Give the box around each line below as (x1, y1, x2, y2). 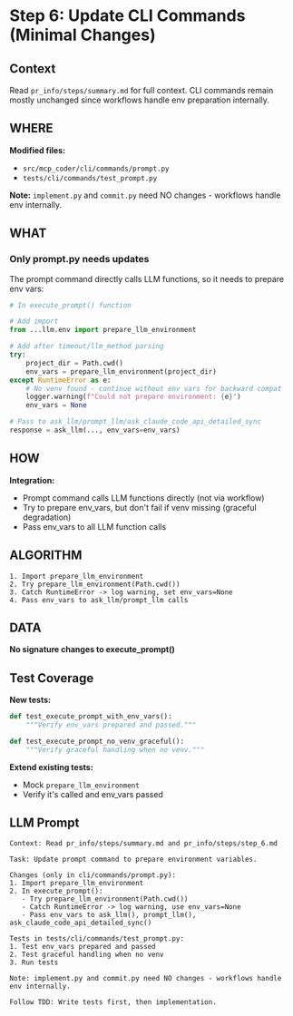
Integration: (9, 474, 55, 485)
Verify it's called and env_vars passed (22, 788, 163, 799)
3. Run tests (9, 958, 59, 967)
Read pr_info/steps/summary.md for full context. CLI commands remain (9, 85, 274, 95)
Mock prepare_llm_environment (22, 779, 141, 790)
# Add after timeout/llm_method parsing (9, 342, 165, 351)
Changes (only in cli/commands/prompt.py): (9, 871, 177, 880)
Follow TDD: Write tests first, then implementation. (9, 998, 218, 1007)
